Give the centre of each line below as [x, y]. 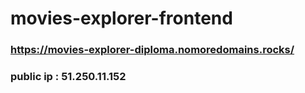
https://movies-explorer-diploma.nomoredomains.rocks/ [152, 50]
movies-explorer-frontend [121, 18]
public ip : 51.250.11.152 [68, 77]
